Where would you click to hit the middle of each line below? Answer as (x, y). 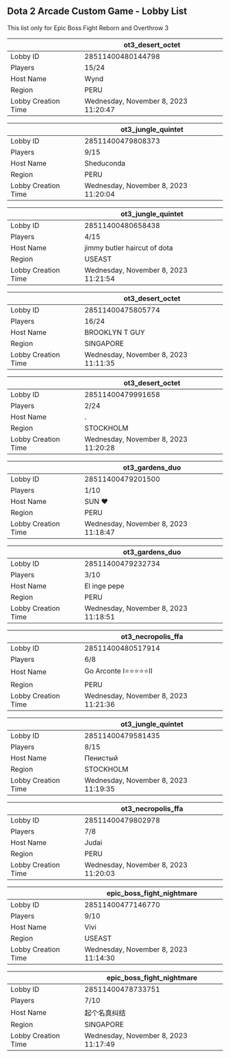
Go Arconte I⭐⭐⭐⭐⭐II (118, 671)
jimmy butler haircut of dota (129, 248)
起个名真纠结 (105, 1013)
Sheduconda (105, 163)
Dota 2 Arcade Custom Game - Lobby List (97, 11)
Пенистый (101, 758)
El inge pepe (104, 586)
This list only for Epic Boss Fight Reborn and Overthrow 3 (88, 27)
